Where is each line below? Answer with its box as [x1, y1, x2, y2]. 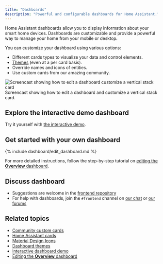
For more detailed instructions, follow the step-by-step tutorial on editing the [5, 158, 158, 164]
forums [12, 200, 27, 206]
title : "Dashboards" [5, 7, 47, 12]
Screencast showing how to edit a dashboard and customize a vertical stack [5, 89, 158, 95]
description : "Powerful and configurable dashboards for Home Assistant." [5, 12, 160, 17]
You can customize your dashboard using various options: [5, 45, 121, 51]
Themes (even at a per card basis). [12, 59, 82, 65]
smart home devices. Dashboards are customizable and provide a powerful [5, 30, 155, 36]
